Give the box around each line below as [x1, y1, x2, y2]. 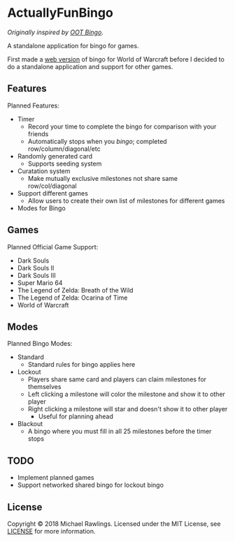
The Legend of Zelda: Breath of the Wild [17, 286, 134, 294]
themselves [27, 383, 62, 391]
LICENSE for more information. [7, 527, 96, 535]
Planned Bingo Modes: [7, 339, 73, 348]
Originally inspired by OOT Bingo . [7, 28, 104, 36]
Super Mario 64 [17, 278, 63, 287]
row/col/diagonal [27, 182, 77, 190]
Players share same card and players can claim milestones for [27, 375, 207, 383]
